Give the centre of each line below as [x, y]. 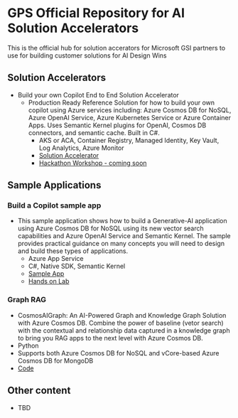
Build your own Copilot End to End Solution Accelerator [98, 95]
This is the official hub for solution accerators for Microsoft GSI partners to [117, 48]
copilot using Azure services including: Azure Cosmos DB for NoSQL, [130, 110]
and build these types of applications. [73, 251]
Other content [39, 391]
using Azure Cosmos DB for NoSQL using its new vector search [110, 228]
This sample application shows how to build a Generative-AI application [122, 221]
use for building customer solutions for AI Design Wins [87, 55]
